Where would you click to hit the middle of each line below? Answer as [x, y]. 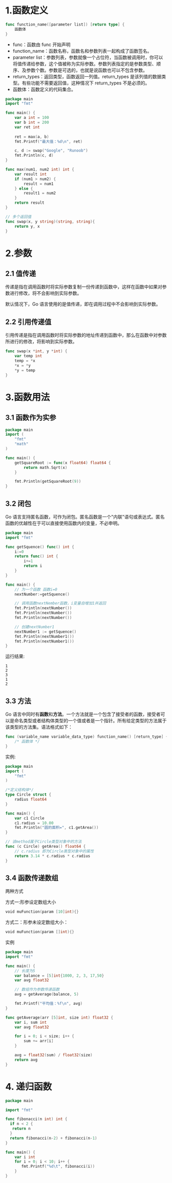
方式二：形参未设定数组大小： [37, 922]
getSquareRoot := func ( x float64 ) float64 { [63, 463]
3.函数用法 [28, 397]
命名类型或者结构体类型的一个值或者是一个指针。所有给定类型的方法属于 [90, 721]
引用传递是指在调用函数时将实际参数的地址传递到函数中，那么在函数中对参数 [86, 335]
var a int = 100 [32, 118]
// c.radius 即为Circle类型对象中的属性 [54, 851]
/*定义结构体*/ [20, 790]
